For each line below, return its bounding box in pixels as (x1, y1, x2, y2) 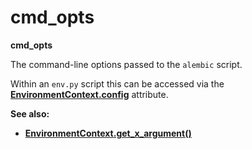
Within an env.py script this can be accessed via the (10, 77, 225, 90)
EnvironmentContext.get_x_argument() (24, 127, 192, 139)
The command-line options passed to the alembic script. (10, 58, 243, 70)
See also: (10, 107, 50, 120)
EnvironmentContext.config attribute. (10, 88, 169, 100)
